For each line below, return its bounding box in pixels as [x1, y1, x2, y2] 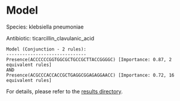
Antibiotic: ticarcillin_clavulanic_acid [6, 34, 94, 42]
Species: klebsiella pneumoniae [6, 23, 84, 30]
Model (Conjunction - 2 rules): [6, 46, 86, 52]
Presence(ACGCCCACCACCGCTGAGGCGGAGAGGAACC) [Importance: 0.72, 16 [6, 72, 175, 78]
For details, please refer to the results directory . [6, 87, 123, 95]
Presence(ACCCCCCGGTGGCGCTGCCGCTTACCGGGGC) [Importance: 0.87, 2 [6, 56, 172, 62]
